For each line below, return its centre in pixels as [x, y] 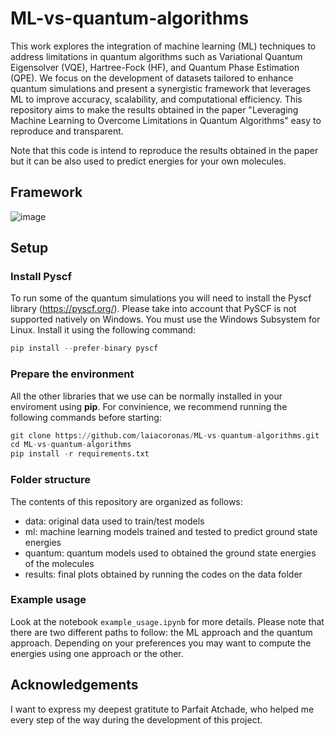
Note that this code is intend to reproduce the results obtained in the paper [164, 150]
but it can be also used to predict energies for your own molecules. [148, 161]
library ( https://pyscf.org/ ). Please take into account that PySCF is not [153, 309]
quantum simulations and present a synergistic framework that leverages [160, 88]
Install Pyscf [41, 277]
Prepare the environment [72, 374]
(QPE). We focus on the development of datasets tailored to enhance [152, 78]
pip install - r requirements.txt [80, 454]
